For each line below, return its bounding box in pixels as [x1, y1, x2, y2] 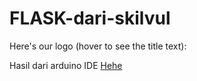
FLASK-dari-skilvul [9, 7, 171, 30]
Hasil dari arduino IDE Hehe [9, 59, 123, 71]
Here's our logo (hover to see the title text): [9, 40, 187, 52]
